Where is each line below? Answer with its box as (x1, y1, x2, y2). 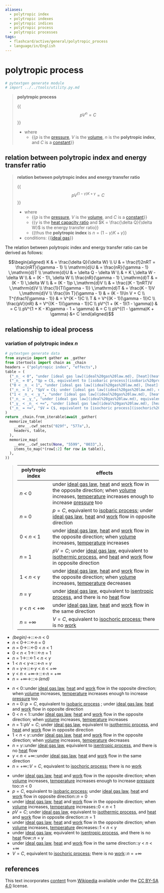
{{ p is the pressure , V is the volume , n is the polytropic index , (31, 134, 156, 140)
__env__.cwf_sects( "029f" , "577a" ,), (14, 424, 91, 429)
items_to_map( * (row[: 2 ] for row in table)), (14, 446, 106, 451)
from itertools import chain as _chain (5, 360, 86, 365)
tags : (5, 35, 16, 40)
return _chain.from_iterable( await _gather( (5, 415, 97, 420)
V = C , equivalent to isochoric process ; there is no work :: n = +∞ (12, 850, 142, 856)
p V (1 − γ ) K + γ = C (71, 191, 105, 198)
